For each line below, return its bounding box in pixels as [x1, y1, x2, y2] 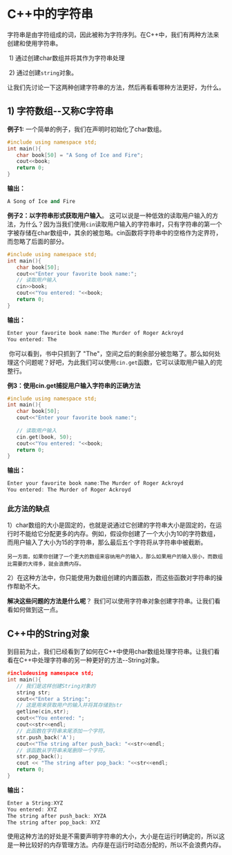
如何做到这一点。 [12, 606, 62, 614]
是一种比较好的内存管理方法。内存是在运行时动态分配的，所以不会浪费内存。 [7, 840, 225, 849]
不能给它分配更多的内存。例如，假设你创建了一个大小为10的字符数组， [19, 530, 220, 538]
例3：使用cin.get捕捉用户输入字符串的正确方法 [7, 381, 141, 390]
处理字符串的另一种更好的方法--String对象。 [37, 656, 164, 664]
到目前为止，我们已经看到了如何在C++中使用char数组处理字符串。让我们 [7, 647, 214, 656]
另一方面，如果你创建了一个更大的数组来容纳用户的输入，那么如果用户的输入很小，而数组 [7, 553, 223, 560]
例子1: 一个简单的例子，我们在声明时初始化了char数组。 [7, 125, 166, 133]
